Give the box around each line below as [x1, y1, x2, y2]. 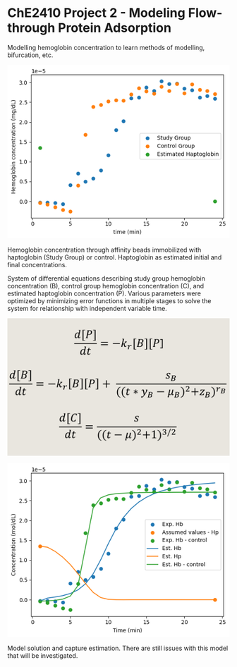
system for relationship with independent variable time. [7, 304, 167, 312]
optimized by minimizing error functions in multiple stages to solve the [7, 296, 212, 305]
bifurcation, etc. [7, 51, 54, 59]
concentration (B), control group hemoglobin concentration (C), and [7, 281, 205, 290]
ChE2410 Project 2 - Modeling [7, 5, 186, 21]
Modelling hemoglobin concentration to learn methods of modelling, [7, 43, 205, 51]
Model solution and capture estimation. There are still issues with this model [7, 644, 229, 653]
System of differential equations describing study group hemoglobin [7, 274, 206, 283]
